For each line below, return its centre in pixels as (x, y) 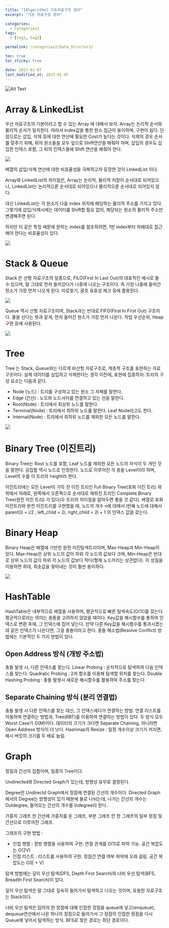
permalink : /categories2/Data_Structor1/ (49, 47)
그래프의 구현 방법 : (24, 833)
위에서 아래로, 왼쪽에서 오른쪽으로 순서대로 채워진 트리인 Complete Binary (78, 494)
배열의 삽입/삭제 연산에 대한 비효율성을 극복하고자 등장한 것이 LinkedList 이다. (82, 169)
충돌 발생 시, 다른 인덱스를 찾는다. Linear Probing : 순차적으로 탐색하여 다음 (79, 667)
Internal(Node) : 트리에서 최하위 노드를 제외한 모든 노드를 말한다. (77, 417)
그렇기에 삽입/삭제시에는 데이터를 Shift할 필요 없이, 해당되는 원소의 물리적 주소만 (84, 210)
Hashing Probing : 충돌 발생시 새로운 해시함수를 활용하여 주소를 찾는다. (76, 679)
